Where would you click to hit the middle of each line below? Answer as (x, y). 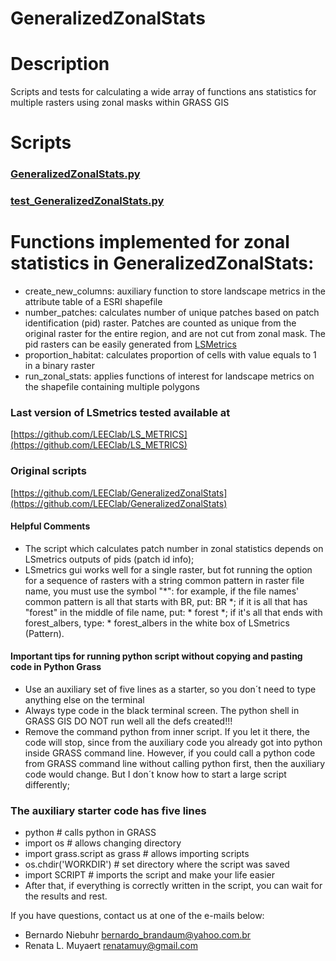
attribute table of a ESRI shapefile (93, 302)
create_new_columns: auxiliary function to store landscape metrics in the (175, 291)
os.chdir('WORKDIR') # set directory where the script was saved (157, 864)
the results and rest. (66, 896)
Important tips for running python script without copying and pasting (156, 656)
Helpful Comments (50, 526)
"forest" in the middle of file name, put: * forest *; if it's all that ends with (173, 612)
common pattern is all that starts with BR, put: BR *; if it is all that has (166, 601)
